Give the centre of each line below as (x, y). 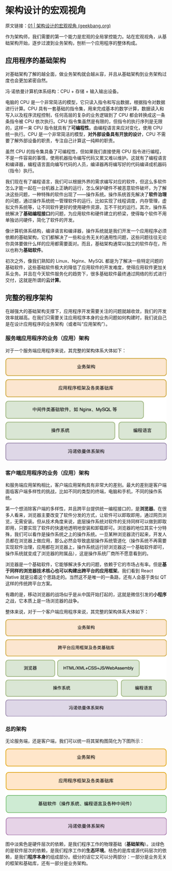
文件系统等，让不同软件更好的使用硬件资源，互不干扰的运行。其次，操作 (86, 207)
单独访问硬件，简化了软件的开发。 (41, 220)
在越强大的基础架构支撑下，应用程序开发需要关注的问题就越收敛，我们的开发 (86, 311)
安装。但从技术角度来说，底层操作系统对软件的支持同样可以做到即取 (95, 522)
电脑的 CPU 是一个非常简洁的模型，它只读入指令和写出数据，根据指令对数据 (85, 102)
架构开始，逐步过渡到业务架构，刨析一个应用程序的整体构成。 (74, 43)
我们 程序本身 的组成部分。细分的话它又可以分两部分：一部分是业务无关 (93, 857)
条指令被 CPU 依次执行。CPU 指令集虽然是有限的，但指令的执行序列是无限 (84, 121)
